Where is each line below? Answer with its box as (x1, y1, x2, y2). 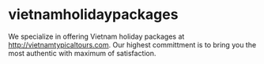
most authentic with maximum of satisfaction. (8, 48, 157, 58)
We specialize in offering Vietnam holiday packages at (8, 32, 185, 41)
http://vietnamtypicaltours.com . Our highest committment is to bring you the (8, 40, 257, 49)
